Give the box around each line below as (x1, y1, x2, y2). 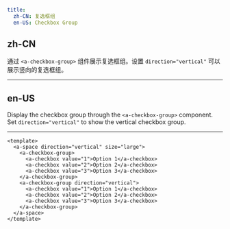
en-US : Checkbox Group (13, 19, 78, 26)
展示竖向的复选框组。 (7, 66, 67, 74)
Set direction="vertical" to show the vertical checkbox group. (7, 118, 186, 126)
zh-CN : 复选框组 (13, 12, 56, 20)
